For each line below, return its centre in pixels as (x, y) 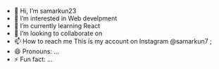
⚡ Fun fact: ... (33, 59)
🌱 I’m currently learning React (57, 26)
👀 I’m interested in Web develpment (65, 18)
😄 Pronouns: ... (37, 51)
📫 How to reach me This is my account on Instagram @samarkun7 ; (113, 41)
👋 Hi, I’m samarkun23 (45, 11)
